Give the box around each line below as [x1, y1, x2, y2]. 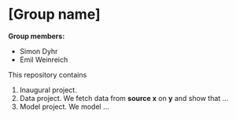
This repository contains [8, 70, 87, 79]
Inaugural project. [19, 85, 77, 95]
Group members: [8, 31, 65, 41]
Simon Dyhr [19, 46, 58, 56]
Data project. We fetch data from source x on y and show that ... [19, 93, 229, 103]
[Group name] [8, 5, 101, 23]
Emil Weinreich [19, 55, 68, 64]
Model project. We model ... [19, 102, 110, 111]
